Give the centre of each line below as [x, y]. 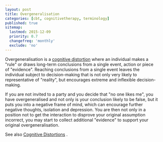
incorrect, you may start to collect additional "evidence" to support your [77, 120]
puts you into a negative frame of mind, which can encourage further [74, 104]
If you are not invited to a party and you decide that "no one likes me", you [79, 94]
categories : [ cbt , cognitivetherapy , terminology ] [57, 18]
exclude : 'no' [24, 45]
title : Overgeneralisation [32, 14]
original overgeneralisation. [32, 125]
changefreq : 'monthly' [32, 41]
